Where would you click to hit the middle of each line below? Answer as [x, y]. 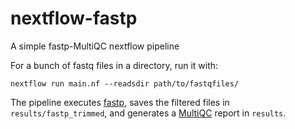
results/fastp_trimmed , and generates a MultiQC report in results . [148, 113]
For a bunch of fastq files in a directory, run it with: [114, 65]
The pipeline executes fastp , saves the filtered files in [120, 102]
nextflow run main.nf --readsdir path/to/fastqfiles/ [125, 83]
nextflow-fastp [74, 18]
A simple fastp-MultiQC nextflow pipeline [95, 46]
